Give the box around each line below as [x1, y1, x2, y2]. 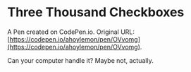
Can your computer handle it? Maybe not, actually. [7, 56, 154, 64]
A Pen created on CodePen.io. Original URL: [7, 28, 135, 36]
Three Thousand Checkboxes [7, 4, 185, 20]
